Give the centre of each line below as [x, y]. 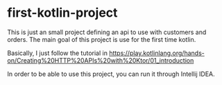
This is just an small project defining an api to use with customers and [107, 32]
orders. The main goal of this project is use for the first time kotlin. [102, 39]
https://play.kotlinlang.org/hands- [156, 53]
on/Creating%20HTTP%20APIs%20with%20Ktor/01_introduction [101, 60]
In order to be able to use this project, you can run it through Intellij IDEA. [111, 74]
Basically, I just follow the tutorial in [57, 53]
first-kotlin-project [62, 13]
